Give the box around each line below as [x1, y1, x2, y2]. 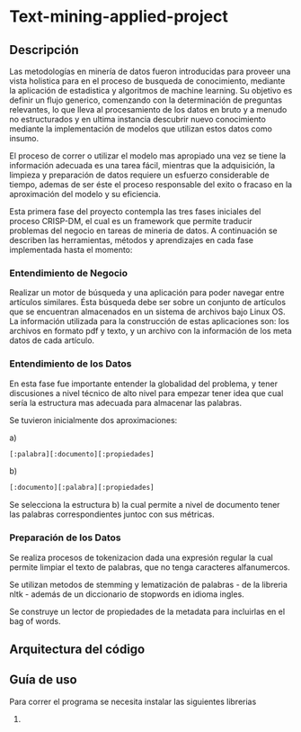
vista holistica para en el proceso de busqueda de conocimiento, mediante [9, 76, 286, 86]
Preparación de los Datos [9, 531, 121, 544]
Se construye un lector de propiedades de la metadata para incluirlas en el [9, 606, 286, 617]
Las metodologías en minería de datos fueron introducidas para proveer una [9, 66, 291, 77]
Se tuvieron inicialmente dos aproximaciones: [9, 414, 178, 425]
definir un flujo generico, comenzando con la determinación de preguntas [9, 95, 283, 105]
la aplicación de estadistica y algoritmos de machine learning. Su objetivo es [9, 86, 293, 95]
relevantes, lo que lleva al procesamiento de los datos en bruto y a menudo [9, 104, 288, 114]
